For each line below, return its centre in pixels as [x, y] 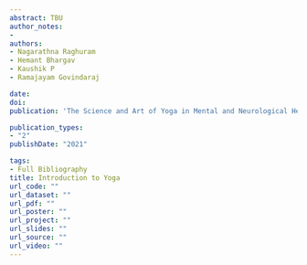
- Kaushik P [32, 69]
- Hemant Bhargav [42, 60]
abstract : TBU [37, 18]
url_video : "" [37, 246]
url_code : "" [34, 186]
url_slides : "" [38, 229]
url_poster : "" [38, 212]
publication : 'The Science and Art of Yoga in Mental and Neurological [148, 111]
